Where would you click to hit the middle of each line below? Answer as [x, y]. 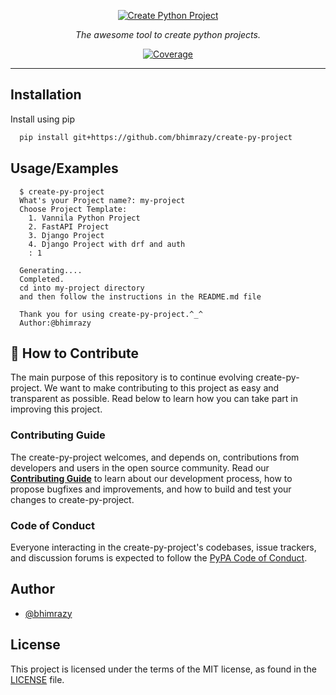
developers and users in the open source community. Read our [140, 467]
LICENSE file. [37, 679]
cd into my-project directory [82, 288]
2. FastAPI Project [69, 226]
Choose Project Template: [73, 209]
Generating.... [51, 270]
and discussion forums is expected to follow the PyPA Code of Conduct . [159, 557]
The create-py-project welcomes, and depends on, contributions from [155, 457]
